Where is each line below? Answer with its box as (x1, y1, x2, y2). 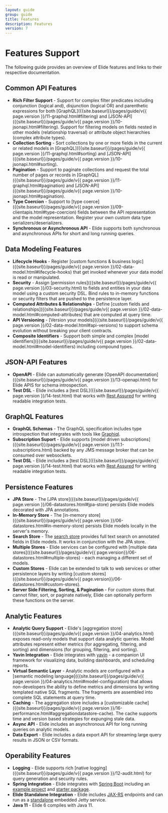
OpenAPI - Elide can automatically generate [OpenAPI (12, 371, 125, 377)
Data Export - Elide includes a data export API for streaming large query (12, 731, 162, 737)
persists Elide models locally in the (85, 523, 157, 529)
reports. (12, 662, 29, 668)
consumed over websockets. (12, 452, 73, 459)
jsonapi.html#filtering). (12, 124, 60, 130)
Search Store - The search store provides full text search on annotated (12, 533, 159, 539)
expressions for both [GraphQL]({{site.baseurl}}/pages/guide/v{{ (12, 108, 147, 114)
